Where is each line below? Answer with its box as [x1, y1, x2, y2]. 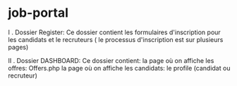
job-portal [8, 5, 69, 21]
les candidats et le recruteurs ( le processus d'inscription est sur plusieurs [8, 35, 224, 43]
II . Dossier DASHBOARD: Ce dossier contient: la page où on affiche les [8, 56, 214, 64]
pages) [8, 43, 29, 51]
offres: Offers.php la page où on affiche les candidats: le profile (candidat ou [8, 64, 231, 72]
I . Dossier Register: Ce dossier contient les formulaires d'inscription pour [8, 28, 221, 36]
